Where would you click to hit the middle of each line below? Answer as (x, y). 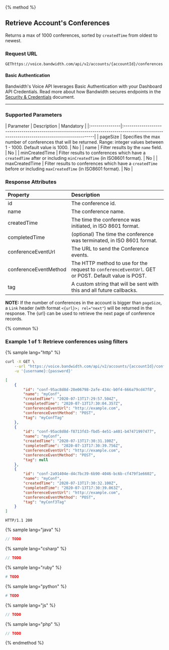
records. (14, 318)
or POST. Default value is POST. (109, 276)
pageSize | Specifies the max (130, 137)
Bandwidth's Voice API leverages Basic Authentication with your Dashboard (84, 86)
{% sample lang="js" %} (31, 605)
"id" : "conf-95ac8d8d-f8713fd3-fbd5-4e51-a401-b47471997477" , (90, 432)
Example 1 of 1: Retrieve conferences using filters (67, 341)
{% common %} (22, 328)
